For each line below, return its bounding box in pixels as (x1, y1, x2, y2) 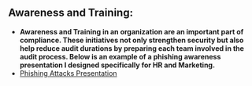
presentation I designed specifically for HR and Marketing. (19, 60, 215, 70)
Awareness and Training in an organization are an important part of (19, 27, 244, 36)
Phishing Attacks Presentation (19, 68, 117, 77)
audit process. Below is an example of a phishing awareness (19, 52, 221, 61)
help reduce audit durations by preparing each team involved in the (19, 43, 244, 53)
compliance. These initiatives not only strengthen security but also (19, 35, 244, 45)
